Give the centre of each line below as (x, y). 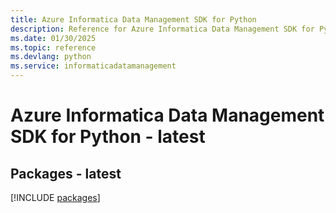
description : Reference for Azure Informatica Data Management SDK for (162, 29)
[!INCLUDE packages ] (55, 197)
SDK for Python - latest (108, 137)
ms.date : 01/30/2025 (53, 38)
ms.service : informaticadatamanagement (93, 66)
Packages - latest (66, 173)
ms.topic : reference (53, 47)
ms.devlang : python (51, 57)
